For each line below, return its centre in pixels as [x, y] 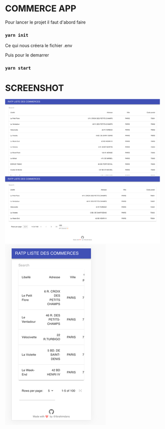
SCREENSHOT [35, 88]
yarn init [17, 35]
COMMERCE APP [41, 9]
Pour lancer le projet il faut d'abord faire [45, 22]
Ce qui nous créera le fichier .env [39, 46]
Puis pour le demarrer [27, 55]
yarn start [18, 68]
